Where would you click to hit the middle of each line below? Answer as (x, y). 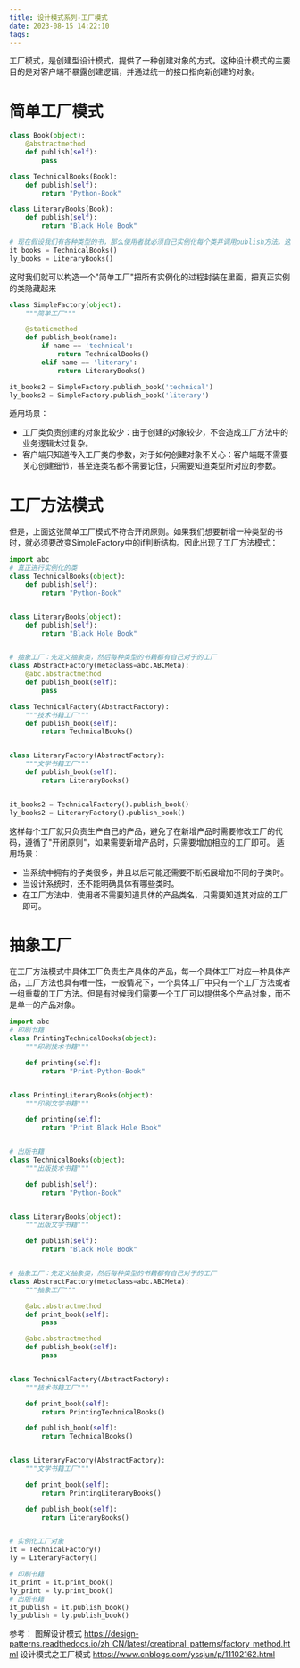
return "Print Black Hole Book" (102, 1128)
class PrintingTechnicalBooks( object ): (83, 1038)
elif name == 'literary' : (90, 363)
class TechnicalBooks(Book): (63, 176)
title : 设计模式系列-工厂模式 (59, 17)
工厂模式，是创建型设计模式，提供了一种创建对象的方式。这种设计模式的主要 (150, 61)
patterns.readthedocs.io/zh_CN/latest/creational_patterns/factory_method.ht (150, 1644)
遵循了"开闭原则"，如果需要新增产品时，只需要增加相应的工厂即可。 (150, 842)
